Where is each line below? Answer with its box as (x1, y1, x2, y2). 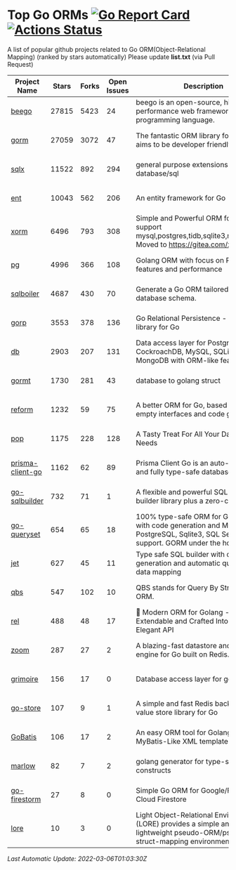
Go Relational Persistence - (136, 313, 227, 323)
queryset (11, 529, 41, 539)
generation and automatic (136, 558, 221, 568)
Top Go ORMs (7, 7, 89, 23)
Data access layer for (136, 338, 206, 348)
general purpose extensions (136, 159, 228, 169)
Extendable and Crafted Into (136, 616, 228, 626)
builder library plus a (136, 496, 204, 506)
